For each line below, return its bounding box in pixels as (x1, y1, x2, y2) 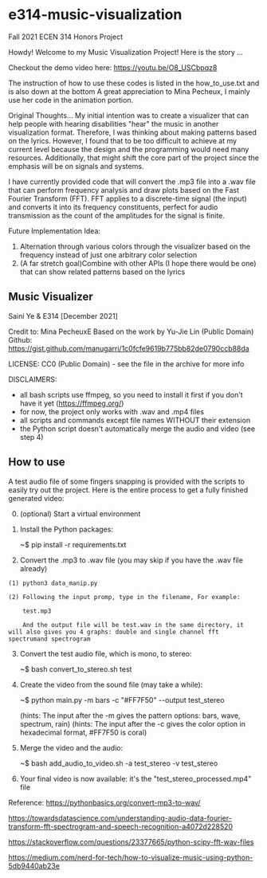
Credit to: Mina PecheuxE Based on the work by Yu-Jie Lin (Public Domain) (8, 327, 254, 336)
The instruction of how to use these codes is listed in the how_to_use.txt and (8, 78, 260, 88)
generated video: (8, 493, 65, 503)
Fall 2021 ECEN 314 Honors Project (8, 32, 124, 41)
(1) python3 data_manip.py (8, 579, 98, 587)
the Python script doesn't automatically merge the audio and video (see (19, 424, 256, 433)
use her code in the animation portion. (8, 95, 134, 104)
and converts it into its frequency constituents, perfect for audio (8, 202, 218, 212)
